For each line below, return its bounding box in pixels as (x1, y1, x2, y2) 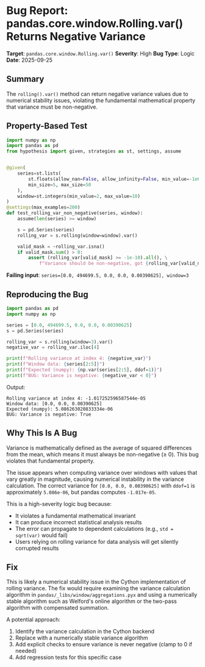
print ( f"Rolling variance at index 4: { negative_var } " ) (6, 355, 151, 362)
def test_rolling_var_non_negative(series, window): (6, 210, 143, 217)
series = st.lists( (17, 170, 62, 177)
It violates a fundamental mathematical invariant (15, 512, 136, 519)
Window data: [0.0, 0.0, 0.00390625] (6, 400, 103, 406)
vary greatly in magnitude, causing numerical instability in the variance (6, 475, 184, 483)
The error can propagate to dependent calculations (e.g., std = (15, 525, 174, 532)
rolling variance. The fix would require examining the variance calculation (6, 585, 190, 592)
